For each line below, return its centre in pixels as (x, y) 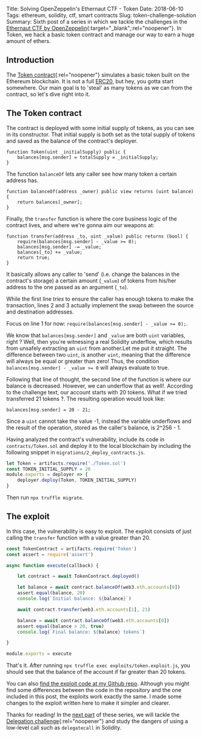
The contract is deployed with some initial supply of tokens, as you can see (100, 128)
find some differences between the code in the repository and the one (94, 690)
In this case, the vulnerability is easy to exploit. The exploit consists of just (99, 531)
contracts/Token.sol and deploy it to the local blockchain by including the (99, 445)
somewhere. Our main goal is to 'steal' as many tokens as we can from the (99, 87)
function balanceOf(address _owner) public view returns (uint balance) (100, 191)
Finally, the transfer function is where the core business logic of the (92, 219)
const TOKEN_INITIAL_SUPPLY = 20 (49, 469)
